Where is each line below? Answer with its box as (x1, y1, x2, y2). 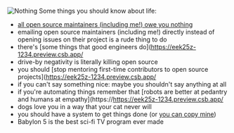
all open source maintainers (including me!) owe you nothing (17, 20, 193, 28)
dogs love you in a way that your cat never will (17, 103, 152, 110)
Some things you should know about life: (39, 7, 157, 15)
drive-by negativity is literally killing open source (17, 58, 158, 66)
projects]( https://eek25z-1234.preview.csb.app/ (17, 72, 157, 81)
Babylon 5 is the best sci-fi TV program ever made (17, 118, 164, 126)
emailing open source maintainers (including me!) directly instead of (17, 28, 215, 36)
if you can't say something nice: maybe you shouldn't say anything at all (17, 80, 227, 88)
